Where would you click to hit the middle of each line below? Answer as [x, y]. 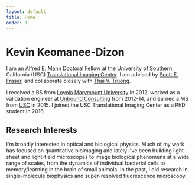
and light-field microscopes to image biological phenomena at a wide [105, 157]
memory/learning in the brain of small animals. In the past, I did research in [97, 170]
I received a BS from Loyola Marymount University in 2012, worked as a [93, 92]
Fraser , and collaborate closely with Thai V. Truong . [69, 81]
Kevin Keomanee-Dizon [66, 52]
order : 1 [17, 23]
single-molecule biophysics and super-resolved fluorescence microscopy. [97, 176]
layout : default [26, 12]
